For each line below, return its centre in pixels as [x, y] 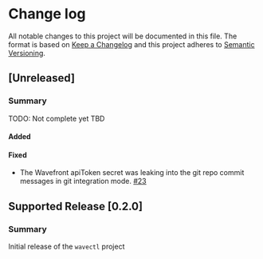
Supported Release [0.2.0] [76, 206]
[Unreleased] [42, 78]
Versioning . [27, 53]
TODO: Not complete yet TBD [57, 118]
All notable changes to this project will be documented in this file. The [123, 36]
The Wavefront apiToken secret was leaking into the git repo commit [132, 173]
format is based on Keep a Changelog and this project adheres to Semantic [131, 44]
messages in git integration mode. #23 [83, 181]
